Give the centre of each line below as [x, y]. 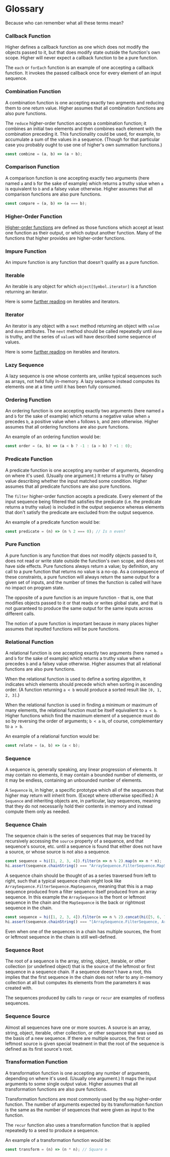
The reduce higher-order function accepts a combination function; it [76, 123]
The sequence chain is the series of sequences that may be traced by [78, 836]
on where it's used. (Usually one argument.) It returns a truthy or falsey [79, 475]
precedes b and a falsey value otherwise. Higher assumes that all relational [83, 664]
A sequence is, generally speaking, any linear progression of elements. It [81, 769]
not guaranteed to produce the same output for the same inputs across [79, 608]
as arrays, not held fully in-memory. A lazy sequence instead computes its [83, 381]
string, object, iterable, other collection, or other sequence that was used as [84, 1033]
